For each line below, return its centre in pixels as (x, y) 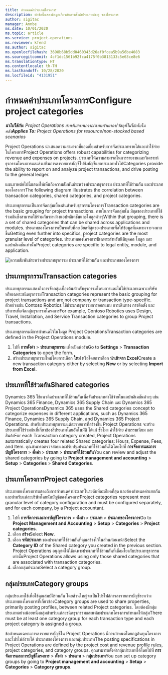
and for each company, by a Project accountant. (55, 508)
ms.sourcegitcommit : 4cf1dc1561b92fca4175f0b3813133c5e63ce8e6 (73, 57)
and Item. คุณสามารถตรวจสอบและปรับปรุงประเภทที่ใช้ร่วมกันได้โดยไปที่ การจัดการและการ (81, 447)
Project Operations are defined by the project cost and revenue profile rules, (84, 645)
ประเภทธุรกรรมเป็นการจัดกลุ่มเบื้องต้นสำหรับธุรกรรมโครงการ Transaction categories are (82, 205)
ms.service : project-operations (39, 38)
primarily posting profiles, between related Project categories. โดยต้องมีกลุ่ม (81, 607)
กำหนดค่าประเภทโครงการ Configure (68, 100)
